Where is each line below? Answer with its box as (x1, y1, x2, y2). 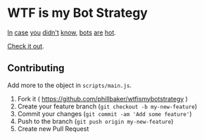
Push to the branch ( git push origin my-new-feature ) (17, 117, 174, 125)
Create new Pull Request (17, 125, 89, 133)
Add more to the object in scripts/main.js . (7, 81, 132, 89)
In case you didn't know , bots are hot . (7, 28, 116, 37)
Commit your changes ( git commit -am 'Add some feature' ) (17, 109, 192, 117)
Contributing (7, 62, 65, 75)
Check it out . (7, 42, 44, 50)
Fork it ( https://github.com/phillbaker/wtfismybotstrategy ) (17, 94, 189, 103)
